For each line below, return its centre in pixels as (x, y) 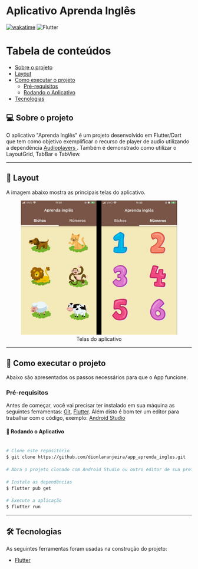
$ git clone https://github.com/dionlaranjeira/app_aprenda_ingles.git (96, 457)
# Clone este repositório (38, 451)
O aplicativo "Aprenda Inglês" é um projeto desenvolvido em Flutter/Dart (94, 135)
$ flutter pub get (29, 488)
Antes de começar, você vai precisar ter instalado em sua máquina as (90, 406)
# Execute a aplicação (34, 501)
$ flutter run (24, 507)
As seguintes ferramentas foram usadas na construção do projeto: (87, 549)
